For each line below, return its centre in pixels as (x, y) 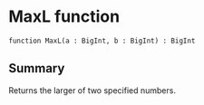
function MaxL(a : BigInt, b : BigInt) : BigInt (102, 41)
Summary (37, 68)
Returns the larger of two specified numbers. (92, 90)
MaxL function (64, 17)
